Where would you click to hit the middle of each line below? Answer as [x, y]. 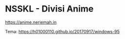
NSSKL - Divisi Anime [49, 9]
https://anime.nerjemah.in [31, 22]
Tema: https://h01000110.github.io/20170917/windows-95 [62, 31]
